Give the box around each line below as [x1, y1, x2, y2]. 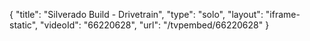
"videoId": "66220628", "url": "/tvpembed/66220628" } [40, 19, 270, 31]
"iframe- [265, 9, 301, 20]
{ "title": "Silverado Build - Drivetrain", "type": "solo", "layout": [9, 9, 264, 20]
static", [9, 19, 39, 31]
